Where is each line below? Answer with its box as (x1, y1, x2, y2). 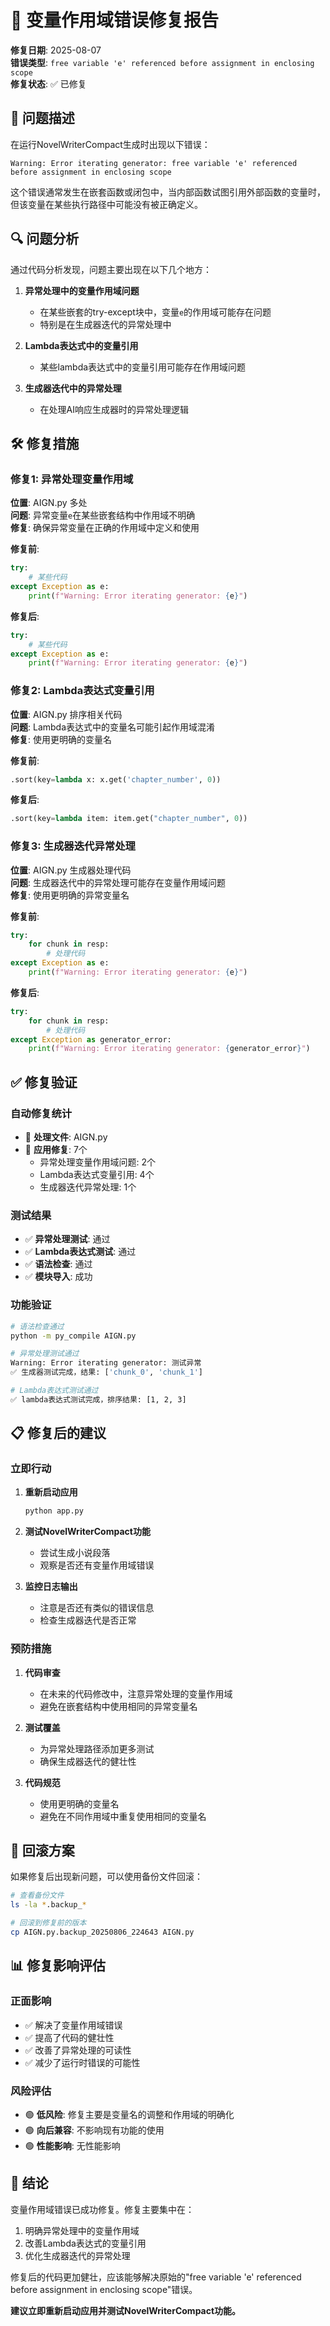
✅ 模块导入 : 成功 (24, 1271, 93, 1283)
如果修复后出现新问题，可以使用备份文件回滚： (10, 1871, 203, 1883)
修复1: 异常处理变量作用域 (10, 472, 134, 486)
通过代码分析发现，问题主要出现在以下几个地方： (10, 263, 212, 275)
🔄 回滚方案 (10, 1842, 75, 1859)
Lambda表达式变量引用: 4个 (39, 1169, 155, 1181)
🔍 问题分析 (10, 231, 80, 248)
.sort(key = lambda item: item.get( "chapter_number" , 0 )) (10, 814, 248, 824)
